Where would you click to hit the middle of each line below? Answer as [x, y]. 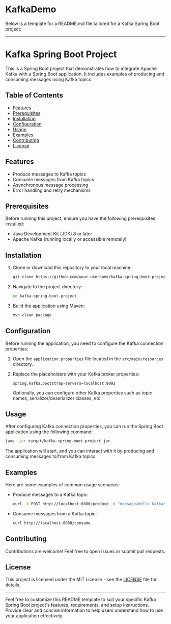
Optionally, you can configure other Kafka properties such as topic [82, 393]
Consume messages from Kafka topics [53, 179]
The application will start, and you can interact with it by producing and [80, 451]
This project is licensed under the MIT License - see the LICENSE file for [81, 580]
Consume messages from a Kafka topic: [55, 513]
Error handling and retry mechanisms [51, 190]
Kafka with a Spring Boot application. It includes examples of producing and [85, 74]
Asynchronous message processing [50, 185]
